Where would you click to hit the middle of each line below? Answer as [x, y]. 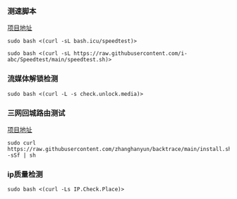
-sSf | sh [22, 155]
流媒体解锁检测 [33, 79]
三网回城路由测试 [36, 113]
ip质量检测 [25, 174]
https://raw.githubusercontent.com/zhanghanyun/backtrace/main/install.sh [120, 149]
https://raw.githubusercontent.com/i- [131, 54]
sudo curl [22, 143]
